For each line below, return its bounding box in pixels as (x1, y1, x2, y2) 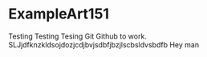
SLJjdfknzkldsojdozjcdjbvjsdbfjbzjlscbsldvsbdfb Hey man (8, 39, 199, 49)
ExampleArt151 (8, 5, 110, 23)
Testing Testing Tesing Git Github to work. (8, 31, 147, 41)
